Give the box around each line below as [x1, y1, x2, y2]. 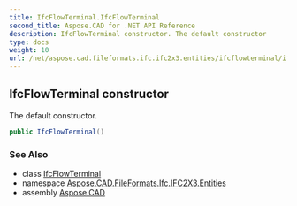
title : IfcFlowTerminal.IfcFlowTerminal [9, 12, 161, 22]
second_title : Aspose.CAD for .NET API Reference [9, 21, 196, 30]
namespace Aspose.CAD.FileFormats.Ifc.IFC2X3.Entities [21, 178, 227, 188]
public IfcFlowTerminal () [9, 127, 104, 136]
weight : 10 [9, 46, 49, 55]
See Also [9, 148, 49, 160]
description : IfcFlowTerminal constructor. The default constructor [9, 29, 267, 38]
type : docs [9, 37, 49, 47]
